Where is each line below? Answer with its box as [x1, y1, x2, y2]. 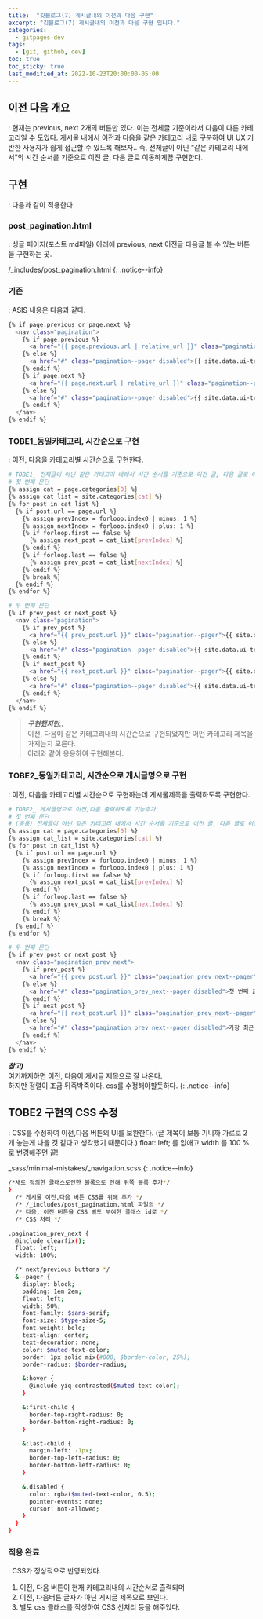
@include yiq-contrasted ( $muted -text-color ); [28, 1382, 180, 1390]
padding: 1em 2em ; [22, 1288, 82, 1295]
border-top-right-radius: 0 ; [28, 1411, 124, 1419]
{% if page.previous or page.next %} [8, 321, 131, 328]
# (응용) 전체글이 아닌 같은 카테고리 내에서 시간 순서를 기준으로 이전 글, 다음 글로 [8, 820, 245, 828]
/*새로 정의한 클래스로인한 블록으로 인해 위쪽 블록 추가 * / [8, 1179, 171, 1187]
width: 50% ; [22, 1302, 61, 1310]
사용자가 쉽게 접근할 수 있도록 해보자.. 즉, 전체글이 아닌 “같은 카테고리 [22, 143, 234, 152]
